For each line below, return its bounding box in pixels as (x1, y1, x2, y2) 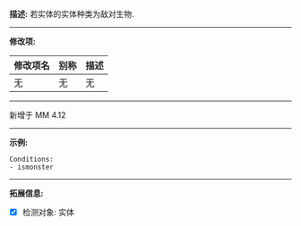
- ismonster (9, 163, 54, 172)
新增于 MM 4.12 (9, 110, 66, 120)
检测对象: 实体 (21, 207, 74, 217)
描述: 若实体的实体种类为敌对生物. (9, 9, 134, 19)
